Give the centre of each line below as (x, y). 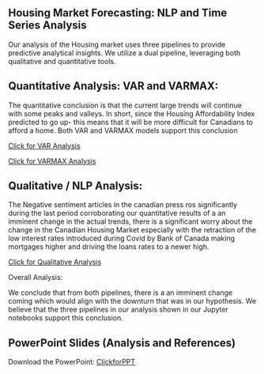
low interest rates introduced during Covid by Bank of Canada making (122, 238)
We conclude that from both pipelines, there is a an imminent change (121, 293)
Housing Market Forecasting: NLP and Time (118, 13)
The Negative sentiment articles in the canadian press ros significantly (123, 205)
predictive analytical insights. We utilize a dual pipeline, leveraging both (124, 53)
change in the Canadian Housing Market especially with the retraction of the (132, 230)
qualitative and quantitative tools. (62, 61)
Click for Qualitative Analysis (55, 262)
